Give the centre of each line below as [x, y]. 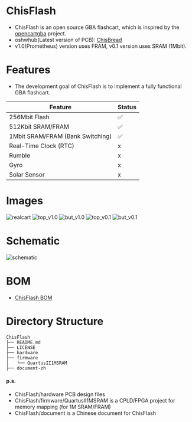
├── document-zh [26, 368]
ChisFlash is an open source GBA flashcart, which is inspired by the [97, 27]
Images [25, 201]
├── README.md [24, 342]
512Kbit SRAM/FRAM [39, 126]
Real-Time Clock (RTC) [42, 146]
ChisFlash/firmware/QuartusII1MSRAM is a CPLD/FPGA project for [95, 400]
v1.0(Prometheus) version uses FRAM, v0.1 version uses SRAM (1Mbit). [101, 46]
